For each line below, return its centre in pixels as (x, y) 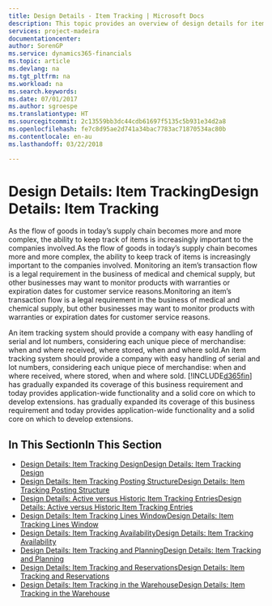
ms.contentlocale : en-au (50, 136)
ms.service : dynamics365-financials (70, 54)
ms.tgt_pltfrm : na (39, 76)
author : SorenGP (36, 46)
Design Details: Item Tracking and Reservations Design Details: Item (132, 568)
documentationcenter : (45, 39)
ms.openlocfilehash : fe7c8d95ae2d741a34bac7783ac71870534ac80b (117, 129)
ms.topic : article (39, 62)
